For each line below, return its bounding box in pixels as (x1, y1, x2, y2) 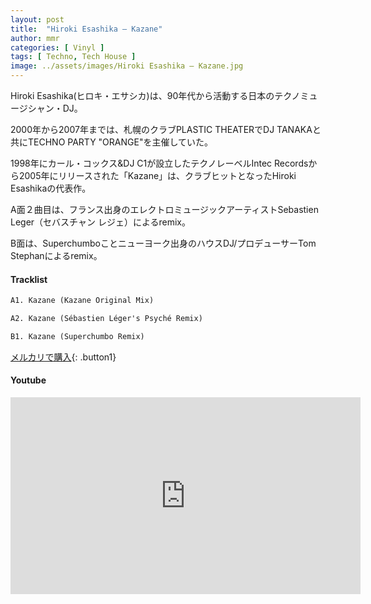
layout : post (10, 14, 65, 25)
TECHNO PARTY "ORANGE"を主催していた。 (27, 136, 214, 148)
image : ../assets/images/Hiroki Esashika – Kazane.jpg (10, 61, 244, 71)
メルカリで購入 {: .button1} (10, 351, 117, 363)
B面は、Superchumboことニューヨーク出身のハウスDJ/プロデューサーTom (10, 237, 317, 249)
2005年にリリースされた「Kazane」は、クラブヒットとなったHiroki (18, 170, 297, 181)
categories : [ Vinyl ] (10, 42, 105, 53)
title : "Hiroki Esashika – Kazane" (10, 24, 163, 34)
